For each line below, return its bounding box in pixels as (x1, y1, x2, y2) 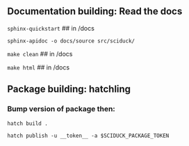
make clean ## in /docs (7, 49, 73, 58)
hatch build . (7, 120, 49, 127)
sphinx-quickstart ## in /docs (7, 24, 95, 32)
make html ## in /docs (7, 63, 70, 72)
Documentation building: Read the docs (7, 6, 183, 17)
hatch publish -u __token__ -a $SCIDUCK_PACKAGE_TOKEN (7, 132, 170, 139)
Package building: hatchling (7, 83, 131, 95)
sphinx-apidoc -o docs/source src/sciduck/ (7, 38, 135, 44)
